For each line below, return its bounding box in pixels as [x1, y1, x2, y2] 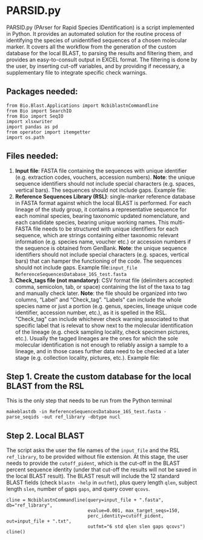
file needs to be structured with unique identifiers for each [33, 225, 179, 232]
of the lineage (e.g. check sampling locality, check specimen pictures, [15, 328, 190, 336]
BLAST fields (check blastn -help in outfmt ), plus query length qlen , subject [6, 479, 198, 486]
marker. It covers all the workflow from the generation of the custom [6, 43, 177, 50]
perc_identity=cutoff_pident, [87, 513, 164, 519]
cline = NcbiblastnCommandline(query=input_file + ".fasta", [6, 497, 164, 504]
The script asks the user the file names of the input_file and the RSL [6, 447, 180, 454]
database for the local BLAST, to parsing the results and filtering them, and [6, 49, 193, 56]
